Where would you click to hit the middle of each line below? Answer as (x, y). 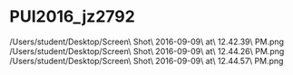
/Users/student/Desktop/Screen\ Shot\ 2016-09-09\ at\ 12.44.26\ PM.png (147, 51)
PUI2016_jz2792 (73, 17)
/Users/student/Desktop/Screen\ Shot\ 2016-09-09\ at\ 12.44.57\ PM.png (146, 61)
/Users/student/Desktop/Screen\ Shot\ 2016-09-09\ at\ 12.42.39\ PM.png (146, 42)
